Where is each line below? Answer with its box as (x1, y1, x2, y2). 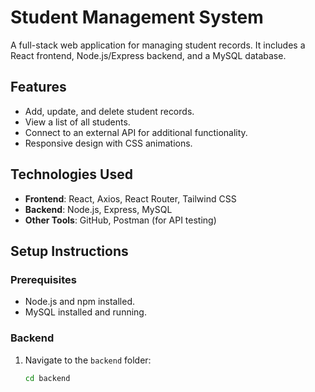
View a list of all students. (24, 116, 131, 128)
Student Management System (10, 6, 264, 29)
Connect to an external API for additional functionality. (24, 126, 248, 138)
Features (10, 79, 67, 96)
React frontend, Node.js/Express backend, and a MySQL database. (10, 49, 287, 61)
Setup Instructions (10, 242, 129, 260)
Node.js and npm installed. (24, 296, 136, 308)
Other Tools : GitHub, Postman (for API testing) (24, 214, 217, 226)
